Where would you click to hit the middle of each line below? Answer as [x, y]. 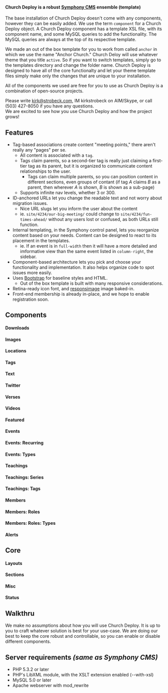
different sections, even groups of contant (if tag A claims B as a [94, 182]
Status [12, 598]
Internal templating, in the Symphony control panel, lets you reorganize [86, 230]
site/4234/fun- [136, 214]
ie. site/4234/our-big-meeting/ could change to [69, 214]
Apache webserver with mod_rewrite [50, 685]
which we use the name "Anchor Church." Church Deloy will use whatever [81, 55]
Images [13, 339]
